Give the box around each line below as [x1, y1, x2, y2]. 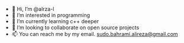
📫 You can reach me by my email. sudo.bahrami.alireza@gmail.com [11, 31, 179, 37]
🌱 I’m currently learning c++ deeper [11, 18, 99, 24]
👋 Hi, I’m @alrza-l [11, 6, 54, 12]
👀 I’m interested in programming [11, 12, 91, 19]
